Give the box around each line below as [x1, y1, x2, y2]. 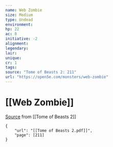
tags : [5, 65, 17, 70]
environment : [5, 22, 33, 27]
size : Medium [5, 12, 33, 17]
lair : [5, 50, 17, 56]
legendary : [5, 46, 29, 51]
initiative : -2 [5, 36, 38, 42]
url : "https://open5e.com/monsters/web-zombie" [5, 75, 109, 80]
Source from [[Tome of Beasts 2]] [5, 114, 77, 120]
